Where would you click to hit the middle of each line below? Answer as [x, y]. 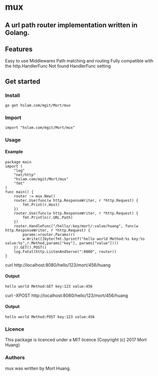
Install [13, 95]
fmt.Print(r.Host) [41, 205]
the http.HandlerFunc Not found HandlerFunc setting [58, 66]
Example [14, 151]
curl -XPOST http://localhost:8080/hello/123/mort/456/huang [67, 295]
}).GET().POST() [30, 247]
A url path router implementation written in [71, 25]
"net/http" [25, 175]
